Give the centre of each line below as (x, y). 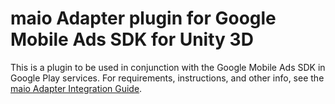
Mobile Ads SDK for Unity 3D (132, 39)
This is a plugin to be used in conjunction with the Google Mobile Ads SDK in (168, 67)
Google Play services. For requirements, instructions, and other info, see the (167, 78)
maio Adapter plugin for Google (143, 18)
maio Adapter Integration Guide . (76, 88)
